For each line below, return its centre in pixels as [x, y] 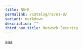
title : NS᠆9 [17, 10]
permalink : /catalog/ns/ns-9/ [36, 14]
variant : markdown [24, 19]
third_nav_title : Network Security [42, 28]
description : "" [22, 24]
